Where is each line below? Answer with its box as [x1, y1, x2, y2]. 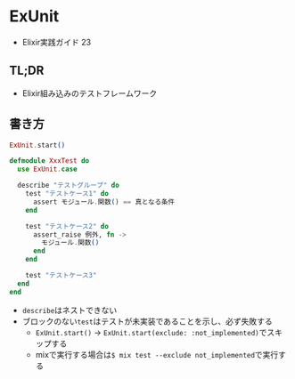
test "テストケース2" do [25, 222, 110, 230]
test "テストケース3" [25, 271, 97, 280]
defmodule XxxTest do [9, 157, 90, 165]
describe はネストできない [21, 304, 118, 315]
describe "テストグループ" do [17, 181, 120, 190]
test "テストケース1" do [25, 189, 110, 198]
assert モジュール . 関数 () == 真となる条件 [32, 198, 176, 206]
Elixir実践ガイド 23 [21, 36, 92, 47]
